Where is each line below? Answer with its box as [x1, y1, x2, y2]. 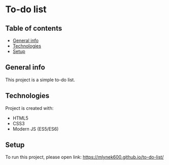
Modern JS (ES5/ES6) [12, 126, 59, 132]
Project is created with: [5, 105, 54, 111]
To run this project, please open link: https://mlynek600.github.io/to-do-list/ [5, 154, 164, 160]
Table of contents [5, 24, 62, 33]
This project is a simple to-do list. [5, 77, 75, 83]
